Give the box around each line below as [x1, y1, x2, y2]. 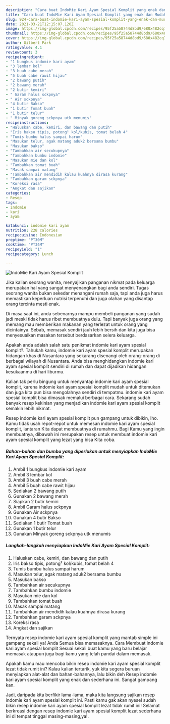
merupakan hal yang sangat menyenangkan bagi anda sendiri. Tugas [6, 285, 149, 291]
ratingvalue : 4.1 [6, 45, 42, 50]
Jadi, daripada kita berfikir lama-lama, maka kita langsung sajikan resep [6, 692, 155, 698]
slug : [6, 17, 17, 22]
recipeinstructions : [6, 120, 49, 125]
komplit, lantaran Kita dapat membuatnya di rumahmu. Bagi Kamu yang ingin [6, 426, 165, 432]
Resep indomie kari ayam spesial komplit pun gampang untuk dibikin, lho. [6, 415, 158, 421]
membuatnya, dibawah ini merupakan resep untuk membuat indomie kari [6, 431, 157, 438]
